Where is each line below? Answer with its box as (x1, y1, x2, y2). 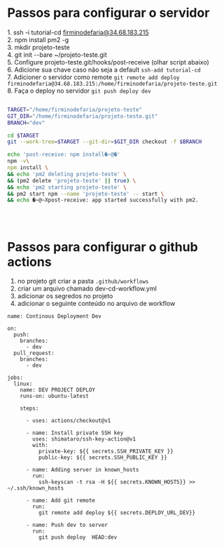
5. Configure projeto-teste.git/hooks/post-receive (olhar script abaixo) (7, 58, 210, 66)
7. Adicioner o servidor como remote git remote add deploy (7, 72, 180, 81)
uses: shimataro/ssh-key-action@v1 (32, 436, 136, 443)
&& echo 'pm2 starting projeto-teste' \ (7, 184, 127, 191)
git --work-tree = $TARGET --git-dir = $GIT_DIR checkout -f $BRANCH (7, 138, 202, 145)
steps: (20, 405, 39, 412)
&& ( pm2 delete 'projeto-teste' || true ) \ (7, 177, 136, 184)
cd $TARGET (7, 132, 39, 139)
